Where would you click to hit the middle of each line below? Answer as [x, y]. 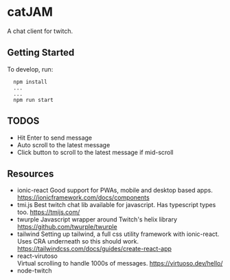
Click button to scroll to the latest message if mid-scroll [95, 152]
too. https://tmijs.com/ [48, 212]
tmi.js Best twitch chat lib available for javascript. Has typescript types [116, 205]
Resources [31, 174]
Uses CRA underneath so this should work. [78, 241]
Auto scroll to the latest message [64, 144]
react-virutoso [37, 256]
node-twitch [34, 271]
